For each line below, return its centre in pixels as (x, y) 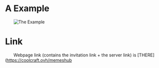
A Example (27, 8)
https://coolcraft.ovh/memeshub (39, 60)
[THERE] (146, 55)
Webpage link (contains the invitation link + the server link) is (75, 55)
